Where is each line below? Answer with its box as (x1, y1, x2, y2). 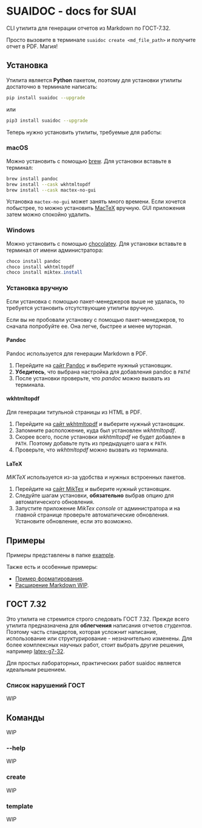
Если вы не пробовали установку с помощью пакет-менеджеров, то (6, 316, 184, 323)
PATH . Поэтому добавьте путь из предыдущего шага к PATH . (15, 440, 168, 447)
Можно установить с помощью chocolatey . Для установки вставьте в (6, 240, 187, 247)
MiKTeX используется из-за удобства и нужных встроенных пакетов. (6, 473, 186, 481)
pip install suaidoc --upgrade (6, 94, 86, 101)
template (6, 802, 33, 810)
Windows (6, 226, 35, 235)
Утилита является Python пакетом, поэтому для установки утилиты (6, 76, 182, 83)
